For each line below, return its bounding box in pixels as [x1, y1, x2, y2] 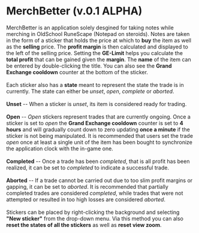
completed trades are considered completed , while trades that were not [6, 189, 183, 196]
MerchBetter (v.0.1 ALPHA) [6, 4, 143, 18]
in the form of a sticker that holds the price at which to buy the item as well [6, 37, 192, 44]
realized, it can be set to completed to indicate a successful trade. [6, 164, 170, 171]
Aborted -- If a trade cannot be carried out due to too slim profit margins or [6, 177, 193, 184]
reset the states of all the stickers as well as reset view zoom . [6, 221, 162, 228]
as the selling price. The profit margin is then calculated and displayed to [6, 43, 189, 50]
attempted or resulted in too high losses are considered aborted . [6, 196, 166, 203]
